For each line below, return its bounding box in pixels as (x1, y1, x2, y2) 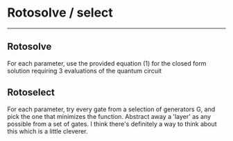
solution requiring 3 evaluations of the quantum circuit (7, 66, 162, 75)
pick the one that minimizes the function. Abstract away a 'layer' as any (7, 112, 212, 120)
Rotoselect (7, 86, 55, 98)
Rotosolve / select (7, 5, 113, 21)
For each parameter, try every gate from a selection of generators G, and (7, 105, 216, 113)
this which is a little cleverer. (7, 126, 88, 135)
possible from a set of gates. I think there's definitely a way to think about (7, 120, 217, 128)
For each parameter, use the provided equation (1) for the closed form (7, 59, 207, 67)
